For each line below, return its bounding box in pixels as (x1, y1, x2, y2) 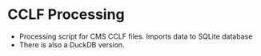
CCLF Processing (7, 6, 125, 24)
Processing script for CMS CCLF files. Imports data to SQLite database (18, 32, 253, 41)
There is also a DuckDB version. (18, 39, 125, 49)
